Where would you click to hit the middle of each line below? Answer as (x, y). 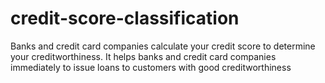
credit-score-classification (125, 18)
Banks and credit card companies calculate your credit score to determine (163, 46)
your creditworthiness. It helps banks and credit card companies (143, 56)
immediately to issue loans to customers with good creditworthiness (151, 67)
